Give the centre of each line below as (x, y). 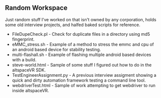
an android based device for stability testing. (56, 49)
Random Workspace (36, 8)
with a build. (24, 59)
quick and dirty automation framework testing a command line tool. (79, 80)
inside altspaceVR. (30, 90)
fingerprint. (23, 39)
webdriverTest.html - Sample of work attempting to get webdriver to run (84, 85)
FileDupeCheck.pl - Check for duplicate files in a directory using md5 (81, 34)
